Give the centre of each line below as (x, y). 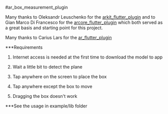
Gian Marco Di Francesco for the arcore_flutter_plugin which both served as (84, 22)
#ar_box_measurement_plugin (37, 7)
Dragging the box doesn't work (45, 96)
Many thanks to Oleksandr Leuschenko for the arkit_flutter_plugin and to (80, 17)
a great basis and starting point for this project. (54, 28)
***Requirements (24, 47)
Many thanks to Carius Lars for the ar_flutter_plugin (59, 38)
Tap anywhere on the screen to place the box (60, 77)
